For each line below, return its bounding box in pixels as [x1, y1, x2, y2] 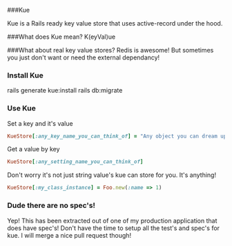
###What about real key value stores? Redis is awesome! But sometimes [7, 46, 214, 54]
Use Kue [7, 104, 36, 113]
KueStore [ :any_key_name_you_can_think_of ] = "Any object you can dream [7, 133, 217, 140]
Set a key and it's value [7, 119, 74, 127]
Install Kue [7, 70, 43, 80]
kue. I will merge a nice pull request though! [7, 231, 132, 239]
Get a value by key [7, 145, 60, 153]
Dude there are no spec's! [7, 200, 95, 210]
